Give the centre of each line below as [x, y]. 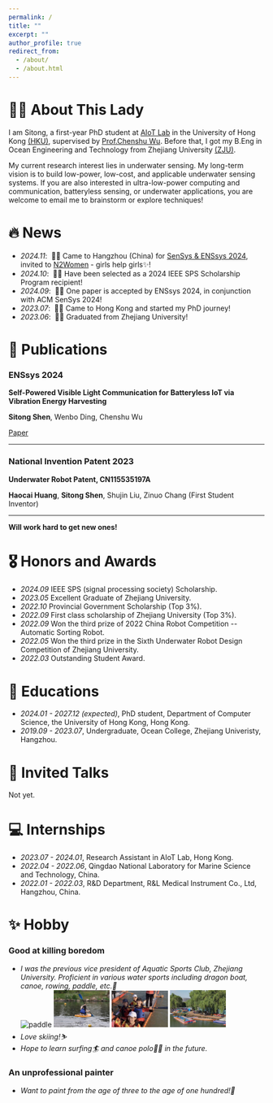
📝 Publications [58, 349]
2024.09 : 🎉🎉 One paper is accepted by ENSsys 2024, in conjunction [136, 291]
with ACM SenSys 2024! [61, 299]
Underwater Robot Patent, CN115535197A [80, 479]
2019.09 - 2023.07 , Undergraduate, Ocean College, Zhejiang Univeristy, [141, 731]
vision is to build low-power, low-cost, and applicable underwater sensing [132, 174]
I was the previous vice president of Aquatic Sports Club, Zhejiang [132, 968]
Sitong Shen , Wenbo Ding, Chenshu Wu [76, 417]
